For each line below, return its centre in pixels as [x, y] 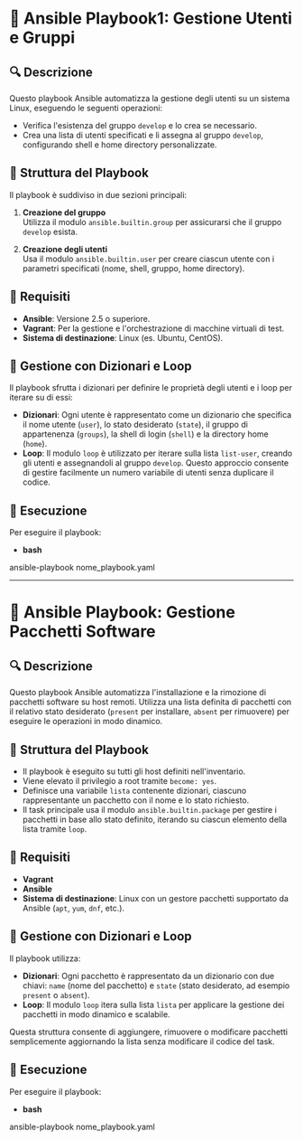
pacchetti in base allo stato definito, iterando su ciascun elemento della [154, 820]
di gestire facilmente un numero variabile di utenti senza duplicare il [148, 473]
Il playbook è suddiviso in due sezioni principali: [98, 194]
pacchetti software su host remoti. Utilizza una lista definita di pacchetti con [151, 702]
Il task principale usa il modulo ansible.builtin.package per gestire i [150, 810]
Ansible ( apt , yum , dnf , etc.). [73, 908]
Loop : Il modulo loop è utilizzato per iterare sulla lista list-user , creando [157, 453]
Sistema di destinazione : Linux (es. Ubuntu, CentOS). [123, 337]
